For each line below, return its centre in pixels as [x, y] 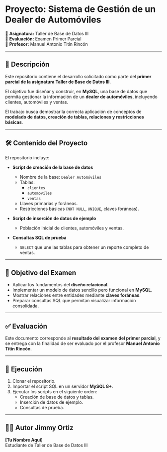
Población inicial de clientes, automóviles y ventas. [72, 228]
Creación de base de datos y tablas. [57, 397]
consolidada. [25, 306]
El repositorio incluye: [27, 157]
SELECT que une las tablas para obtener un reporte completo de [84, 247]
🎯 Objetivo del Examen [41, 273]
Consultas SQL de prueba [39, 237]
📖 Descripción [27, 64]
